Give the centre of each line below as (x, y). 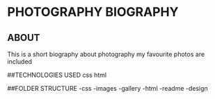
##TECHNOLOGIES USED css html (57, 75)
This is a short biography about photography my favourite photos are (106, 54)
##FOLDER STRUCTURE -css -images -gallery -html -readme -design (108, 88)
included (20, 62)
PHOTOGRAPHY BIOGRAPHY (93, 12)
